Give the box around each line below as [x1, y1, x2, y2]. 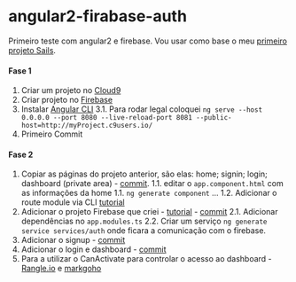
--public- [195, 114, 232, 122]
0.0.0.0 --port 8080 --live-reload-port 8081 [20, 114, 192, 122]
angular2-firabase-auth [8, 6, 188, 27]
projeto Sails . [8, 44, 57, 55]
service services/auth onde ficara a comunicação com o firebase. [20, 225, 267, 236]
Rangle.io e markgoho [20, 263, 102, 274]
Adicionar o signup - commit [20, 235, 126, 246]
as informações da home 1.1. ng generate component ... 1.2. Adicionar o [20, 188, 277, 199]
